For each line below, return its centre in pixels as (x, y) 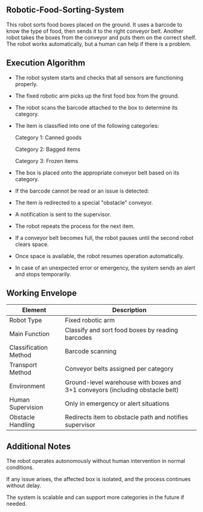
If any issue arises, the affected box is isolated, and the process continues (98, 479)
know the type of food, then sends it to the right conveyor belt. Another (95, 31)
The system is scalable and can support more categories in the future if (95, 497)
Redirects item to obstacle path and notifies (127, 417)
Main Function (30, 334)
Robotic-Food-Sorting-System (65, 10)
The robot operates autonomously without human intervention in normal (96, 461)
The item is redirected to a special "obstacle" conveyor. (84, 202)
